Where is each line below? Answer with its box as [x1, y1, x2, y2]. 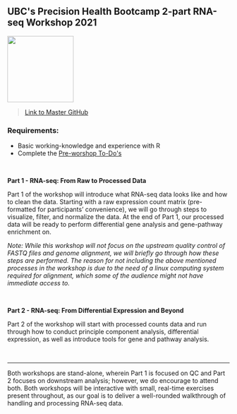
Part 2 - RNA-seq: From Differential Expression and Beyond [7, 307, 184, 315]
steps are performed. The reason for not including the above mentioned [7, 256, 217, 265]
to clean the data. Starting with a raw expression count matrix [7, 198, 186, 206]
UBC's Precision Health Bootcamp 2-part [7, 6, 192, 18]
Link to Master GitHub [24, 107, 89, 116]
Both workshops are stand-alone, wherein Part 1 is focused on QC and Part [7, 369, 226, 377]
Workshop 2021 [25, 17, 97, 29]
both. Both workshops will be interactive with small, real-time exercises [7, 384, 214, 393]
